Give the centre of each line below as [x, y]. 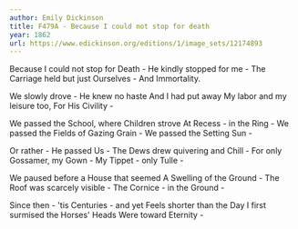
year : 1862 [30, 35]
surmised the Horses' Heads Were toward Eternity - [107, 215]
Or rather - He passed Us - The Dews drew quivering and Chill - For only [146, 151]
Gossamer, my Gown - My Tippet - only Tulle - [97, 161]
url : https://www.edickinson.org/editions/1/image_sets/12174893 [136, 43]
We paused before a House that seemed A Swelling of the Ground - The [144, 178]
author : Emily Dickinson [57, 18]
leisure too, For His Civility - [62, 106]
